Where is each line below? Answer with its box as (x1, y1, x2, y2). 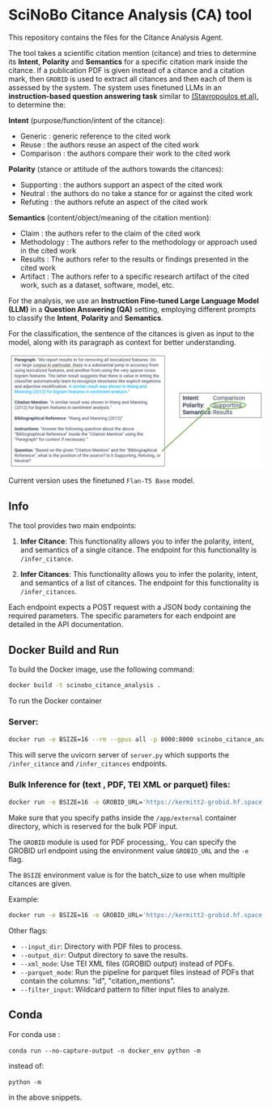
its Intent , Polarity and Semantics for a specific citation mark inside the (8, 57, 249, 66)
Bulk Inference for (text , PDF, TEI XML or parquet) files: (8, 779, 231, 790)
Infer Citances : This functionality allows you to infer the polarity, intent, (19, 570, 258, 579)
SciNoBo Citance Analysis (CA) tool (8, 6, 253, 24)
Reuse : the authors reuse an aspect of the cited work (19, 139, 200, 149)
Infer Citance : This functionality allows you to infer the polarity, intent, (19, 536, 255, 546)
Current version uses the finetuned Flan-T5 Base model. (8, 476, 195, 485)
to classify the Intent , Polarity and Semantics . (8, 313, 164, 322)
